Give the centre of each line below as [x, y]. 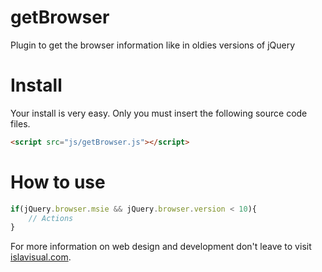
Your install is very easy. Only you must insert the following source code [159, 113]
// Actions [51, 218]
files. [20, 123]
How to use [58, 182]
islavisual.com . [41, 257]
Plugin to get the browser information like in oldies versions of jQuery [153, 45]
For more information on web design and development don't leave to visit [161, 247]
